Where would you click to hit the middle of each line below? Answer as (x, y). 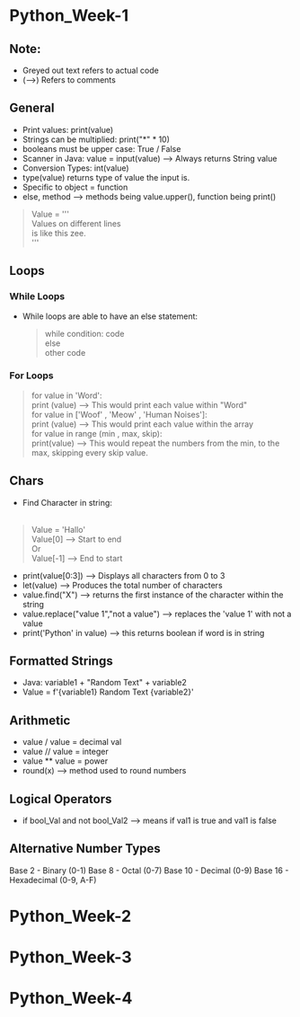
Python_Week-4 (71, 999)
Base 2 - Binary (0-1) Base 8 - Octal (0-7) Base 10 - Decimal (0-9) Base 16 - (149, 870)
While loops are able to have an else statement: (110, 316)
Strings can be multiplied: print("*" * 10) (96, 139)
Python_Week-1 (69, 16)
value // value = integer (66, 752)
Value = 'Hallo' (58, 529)
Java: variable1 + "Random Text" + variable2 (104, 683)
